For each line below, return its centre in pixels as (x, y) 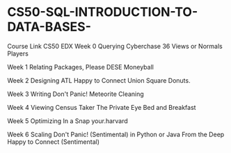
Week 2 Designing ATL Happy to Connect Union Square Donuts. (99, 80)
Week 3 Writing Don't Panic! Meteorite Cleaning (75, 94)
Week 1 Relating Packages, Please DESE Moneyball (81, 67)
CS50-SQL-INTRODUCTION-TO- (103, 12)
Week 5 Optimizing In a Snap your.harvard (68, 121)
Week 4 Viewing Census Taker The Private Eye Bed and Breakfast (102, 107)
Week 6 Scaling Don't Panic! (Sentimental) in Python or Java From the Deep (116, 134)
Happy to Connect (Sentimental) (53, 142)
